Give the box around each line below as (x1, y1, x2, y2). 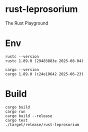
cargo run (5, 109, 26, 114)
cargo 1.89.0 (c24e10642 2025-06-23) (5, 71, 84, 76)
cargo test (5, 117, 28, 123)
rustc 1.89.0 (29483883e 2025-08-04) (5, 58, 84, 63)
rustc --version (5, 54, 39, 59)
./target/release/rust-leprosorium (5, 122, 79, 127)
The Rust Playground (5, 20, 48, 26)
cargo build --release (5, 113, 52, 118)
